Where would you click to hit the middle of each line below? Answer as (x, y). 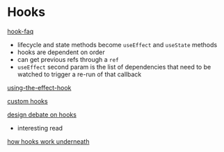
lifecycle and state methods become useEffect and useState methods (117, 44)
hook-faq (20, 31)
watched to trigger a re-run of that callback (79, 74)
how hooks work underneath (48, 141)
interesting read (40, 128)
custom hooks (27, 101)
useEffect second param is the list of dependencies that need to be (114, 67)
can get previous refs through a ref (68, 59)
